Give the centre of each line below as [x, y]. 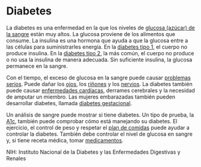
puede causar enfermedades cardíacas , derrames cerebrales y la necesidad [100, 90]
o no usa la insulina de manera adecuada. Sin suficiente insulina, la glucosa [99, 59]
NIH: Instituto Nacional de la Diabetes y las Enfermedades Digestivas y [94, 152]
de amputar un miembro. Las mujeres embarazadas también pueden [91, 97]
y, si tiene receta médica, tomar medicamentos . [65, 140]
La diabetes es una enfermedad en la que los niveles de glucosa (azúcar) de [100, 28]
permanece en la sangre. [37, 66]
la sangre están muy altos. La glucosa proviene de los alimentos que [91, 34]
